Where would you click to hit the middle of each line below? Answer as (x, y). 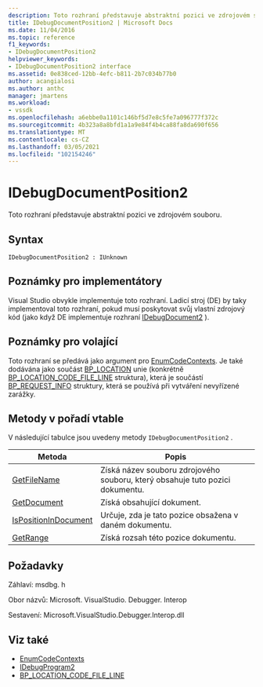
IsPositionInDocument (52, 521)
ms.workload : (29, 103)
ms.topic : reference (42, 37)
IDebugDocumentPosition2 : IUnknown (68, 258)
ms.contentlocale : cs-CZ (49, 139)
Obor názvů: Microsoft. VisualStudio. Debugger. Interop (97, 600)
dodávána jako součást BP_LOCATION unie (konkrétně (96, 369)
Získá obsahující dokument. (151, 502)
